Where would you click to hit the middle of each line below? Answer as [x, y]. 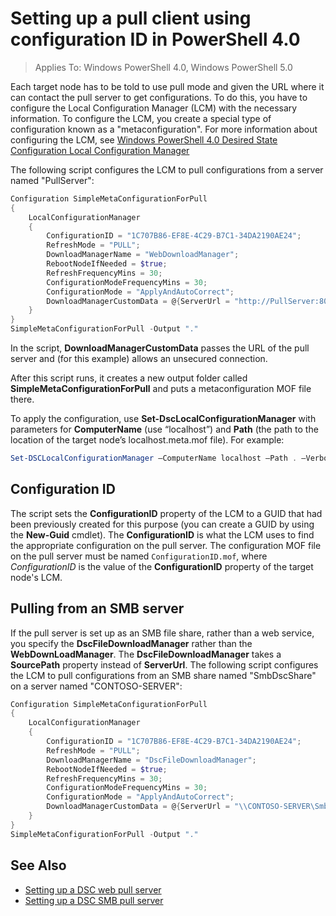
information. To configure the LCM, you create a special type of [141, 118]
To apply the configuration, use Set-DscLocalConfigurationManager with [163, 419]
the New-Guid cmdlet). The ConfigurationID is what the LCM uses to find [162, 534]
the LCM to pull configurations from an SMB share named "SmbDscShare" [163, 675]
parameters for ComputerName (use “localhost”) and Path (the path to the [164, 429]
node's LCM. [36, 577]
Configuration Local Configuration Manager [100, 150]
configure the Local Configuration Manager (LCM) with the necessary [154, 108]
